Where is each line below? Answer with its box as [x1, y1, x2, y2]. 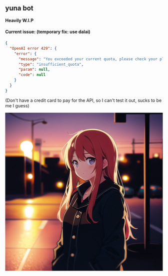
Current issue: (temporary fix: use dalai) [5, 29, 91, 35]
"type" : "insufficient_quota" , [18, 62, 84, 67]
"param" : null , [18, 67, 50, 72]
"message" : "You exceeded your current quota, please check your [18, 56, 157, 62]
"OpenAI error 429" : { [9, 46, 57, 51]
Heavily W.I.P [5, 17, 34, 23]
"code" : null [18, 72, 46, 77]
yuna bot [5, 4, 33, 13]
